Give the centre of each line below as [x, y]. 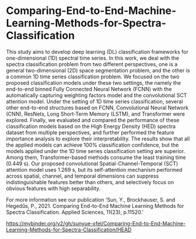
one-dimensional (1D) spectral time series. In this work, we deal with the [93, 58]
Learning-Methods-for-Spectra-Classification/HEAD [69, 230]
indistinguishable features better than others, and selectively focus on [90, 182]
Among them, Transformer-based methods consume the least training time [96, 157]
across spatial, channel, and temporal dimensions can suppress [83, 176]
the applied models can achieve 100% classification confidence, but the [92, 145]
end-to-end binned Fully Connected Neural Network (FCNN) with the [89, 89]
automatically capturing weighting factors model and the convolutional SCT [97, 95]
